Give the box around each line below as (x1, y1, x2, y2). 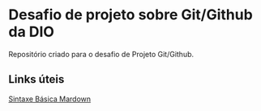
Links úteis (8, 72, 65, 86)
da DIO (8, 23, 55, 41)
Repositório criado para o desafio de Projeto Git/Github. (8, 49, 195, 59)
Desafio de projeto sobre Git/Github (8, 6, 253, 24)
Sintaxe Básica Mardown (8, 94, 92, 104)
